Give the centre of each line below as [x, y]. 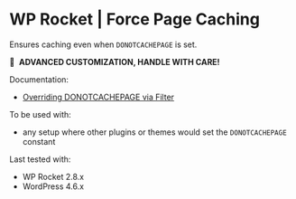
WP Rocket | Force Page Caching [134, 19]
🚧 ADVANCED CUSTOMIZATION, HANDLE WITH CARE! [115, 62]
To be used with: [41, 114]
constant [39, 141]
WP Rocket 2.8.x [53, 176]
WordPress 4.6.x [53, 186]
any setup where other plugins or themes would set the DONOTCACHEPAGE [154, 132]
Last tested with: [40, 159]
